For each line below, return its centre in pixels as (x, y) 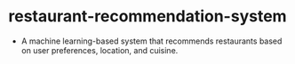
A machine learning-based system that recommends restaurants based (151, 41)
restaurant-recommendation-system (147, 16)
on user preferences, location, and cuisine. (100, 50)
